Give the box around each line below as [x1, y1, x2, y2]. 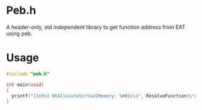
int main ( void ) [6, 82, 44, 88]
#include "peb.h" [6, 70, 50, 77]
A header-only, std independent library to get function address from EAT [6, 23, 186, 31]
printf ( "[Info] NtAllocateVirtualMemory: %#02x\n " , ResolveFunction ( [11, 93, 189, 99]
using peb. [6, 29, 33, 37]
